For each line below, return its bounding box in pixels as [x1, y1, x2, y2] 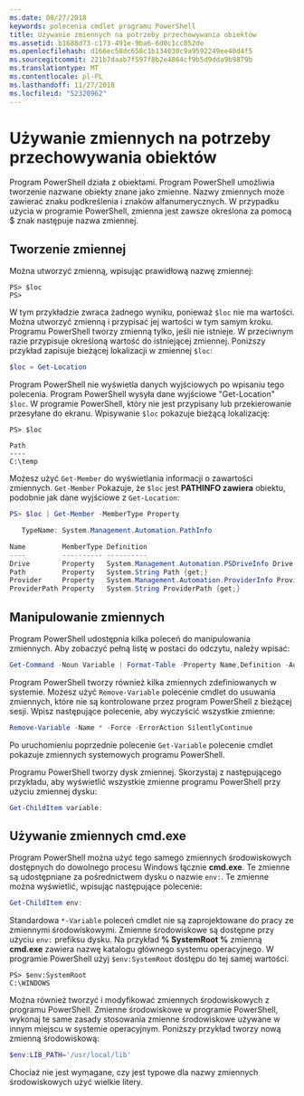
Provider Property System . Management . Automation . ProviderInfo [9, 576, 273, 585]
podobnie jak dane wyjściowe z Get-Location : [9, 492, 180, 503]
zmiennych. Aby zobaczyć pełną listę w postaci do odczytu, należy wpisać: [9, 643, 290, 654]
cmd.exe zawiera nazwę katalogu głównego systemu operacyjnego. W [9, 944, 274, 955]
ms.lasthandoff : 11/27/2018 [9, 80, 116, 90]
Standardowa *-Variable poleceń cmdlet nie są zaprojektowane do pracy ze [9, 915, 294, 926]
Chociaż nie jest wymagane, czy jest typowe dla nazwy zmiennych [9, 1067, 259, 1078]
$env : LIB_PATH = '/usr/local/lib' [9, 1051, 131, 1060]
